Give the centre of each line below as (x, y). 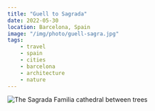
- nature (33, 80)
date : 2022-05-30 (33, 21)
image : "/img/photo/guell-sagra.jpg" (63, 34)
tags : (15, 40)
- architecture (43, 73)
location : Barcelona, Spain (49, 27)
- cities (33, 60)
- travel (33, 47)
